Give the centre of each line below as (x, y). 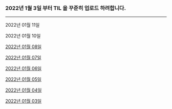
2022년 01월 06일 (24, 69)
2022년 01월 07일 (23, 58)
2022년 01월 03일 (24, 101)
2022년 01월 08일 (24, 47)
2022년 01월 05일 (24, 79)
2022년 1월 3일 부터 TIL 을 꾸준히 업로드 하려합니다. (66, 8)
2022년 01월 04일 (24, 90)
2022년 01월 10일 (23, 36)
